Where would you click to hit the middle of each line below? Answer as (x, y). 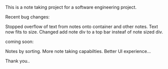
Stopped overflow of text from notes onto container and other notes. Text (82, 26)
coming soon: (19, 41)
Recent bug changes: (27, 17)
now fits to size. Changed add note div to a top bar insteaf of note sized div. (84, 32)
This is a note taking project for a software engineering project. (71, 7)
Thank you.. (18, 61)
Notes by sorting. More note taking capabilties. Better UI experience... (78, 51)
